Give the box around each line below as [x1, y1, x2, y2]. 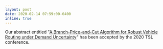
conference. [5, 39, 30, 45]
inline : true [5, 16, 32, 21]
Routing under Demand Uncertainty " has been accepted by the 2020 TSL [5, 34, 153, 40]
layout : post [5, 7, 32, 12]
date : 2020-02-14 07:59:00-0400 [5, 12, 71, 16]
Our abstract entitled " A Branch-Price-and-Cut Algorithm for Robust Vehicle [5, 29, 158, 35]
